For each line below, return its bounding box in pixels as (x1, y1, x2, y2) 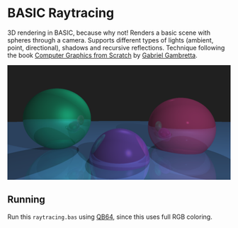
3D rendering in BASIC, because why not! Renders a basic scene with (7, 28, 211, 37)
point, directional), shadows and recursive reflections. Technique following (7, 43, 225, 52)
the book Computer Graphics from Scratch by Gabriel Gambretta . (7, 51, 198, 59)
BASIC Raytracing (7, 5, 115, 21)
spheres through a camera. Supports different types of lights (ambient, (7, 35, 214, 44)
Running (7, 193, 46, 206)
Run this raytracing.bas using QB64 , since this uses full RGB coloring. (7, 212, 212, 221)
